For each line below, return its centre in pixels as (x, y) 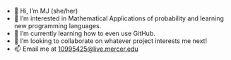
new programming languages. (58, 26)
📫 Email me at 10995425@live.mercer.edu (76, 49)
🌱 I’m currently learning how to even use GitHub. (84, 33)
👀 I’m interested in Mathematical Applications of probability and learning (119, 18)
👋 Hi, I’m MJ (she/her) (46, 11)
